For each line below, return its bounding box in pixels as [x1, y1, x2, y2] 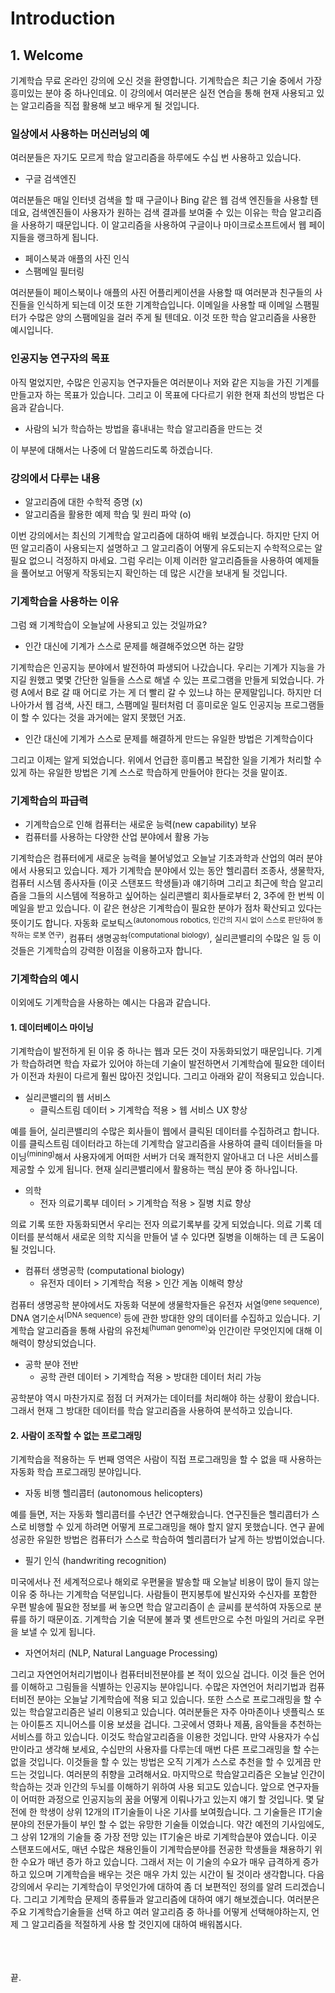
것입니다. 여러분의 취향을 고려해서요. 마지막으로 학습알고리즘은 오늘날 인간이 [28, 1768, 326, 1781]
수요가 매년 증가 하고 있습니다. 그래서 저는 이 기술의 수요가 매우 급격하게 [20, 1856, 301, 1868]
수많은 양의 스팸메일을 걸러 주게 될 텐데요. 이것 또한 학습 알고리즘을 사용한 [28, 312, 317, 324]
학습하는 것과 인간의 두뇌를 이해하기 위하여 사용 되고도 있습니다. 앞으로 [10, 1781, 285, 1793]
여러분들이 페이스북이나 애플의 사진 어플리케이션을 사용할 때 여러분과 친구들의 [10, 287, 313, 299]
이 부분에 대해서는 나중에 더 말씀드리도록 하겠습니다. [10, 443, 213, 456]
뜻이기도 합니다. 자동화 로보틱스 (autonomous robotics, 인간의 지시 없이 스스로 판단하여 [10, 915, 315, 929]
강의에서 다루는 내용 [10, 471, 101, 485]
